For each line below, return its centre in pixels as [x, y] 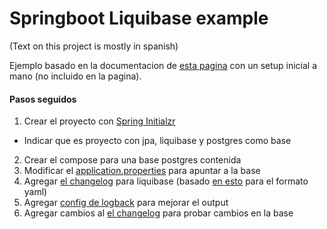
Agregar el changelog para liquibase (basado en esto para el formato [166, 181]
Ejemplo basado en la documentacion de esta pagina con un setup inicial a [163, 65]
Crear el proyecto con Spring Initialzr [99, 121]
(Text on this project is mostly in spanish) [94, 46]
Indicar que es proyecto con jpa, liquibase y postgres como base [157, 141]
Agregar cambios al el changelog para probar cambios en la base [158, 213]
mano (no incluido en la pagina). [75, 76]
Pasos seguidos [43, 99]
